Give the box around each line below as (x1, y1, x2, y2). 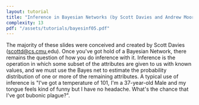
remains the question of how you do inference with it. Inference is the (6, 54, 176, 61)
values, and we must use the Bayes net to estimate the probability (6, 66, 167, 74)
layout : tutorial (6, 8, 49, 15)
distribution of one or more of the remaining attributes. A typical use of (6, 73, 179, 80)
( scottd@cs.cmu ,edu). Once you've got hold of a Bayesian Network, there (6, 48, 187, 55)
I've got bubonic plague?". (6, 92, 70, 99)
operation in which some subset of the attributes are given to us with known (6, 61, 192, 68)
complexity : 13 (6, 20, 44, 26)
